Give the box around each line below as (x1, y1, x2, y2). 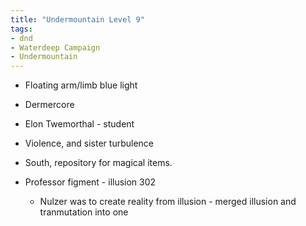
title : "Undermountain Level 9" (10, 14, 145, 25)
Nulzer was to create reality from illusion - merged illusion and (39, 196, 297, 208)
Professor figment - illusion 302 (24, 176, 157, 188)
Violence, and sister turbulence (24, 137, 155, 150)
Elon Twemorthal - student (24, 118, 135, 130)
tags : (10, 24, 33, 34)
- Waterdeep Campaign (10, 42, 101, 53)
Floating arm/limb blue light (24, 79, 138, 91)
